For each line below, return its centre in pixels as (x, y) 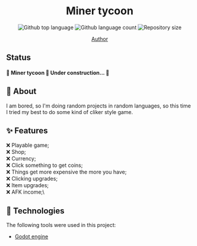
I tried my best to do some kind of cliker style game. (70, 112)
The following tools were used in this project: (61, 225)
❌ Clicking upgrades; (32, 178)
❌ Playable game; (28, 145)
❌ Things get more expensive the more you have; (66, 172)
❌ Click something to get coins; (45, 165)
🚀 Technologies (35, 211)
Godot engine (31, 236)
